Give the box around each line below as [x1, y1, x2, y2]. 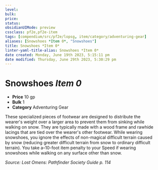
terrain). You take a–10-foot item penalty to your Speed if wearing [5, 145, 136, 151]
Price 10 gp [12, 94, 35, 100]
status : [5, 20, 21, 26]
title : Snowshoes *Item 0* [5, 43, 60, 48]
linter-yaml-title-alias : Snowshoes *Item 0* [5, 48, 99, 53]
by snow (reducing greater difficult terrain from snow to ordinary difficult [5, 140, 151, 146]
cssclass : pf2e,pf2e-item [5, 30, 57, 35]
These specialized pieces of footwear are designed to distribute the [5, 114, 141, 120]
